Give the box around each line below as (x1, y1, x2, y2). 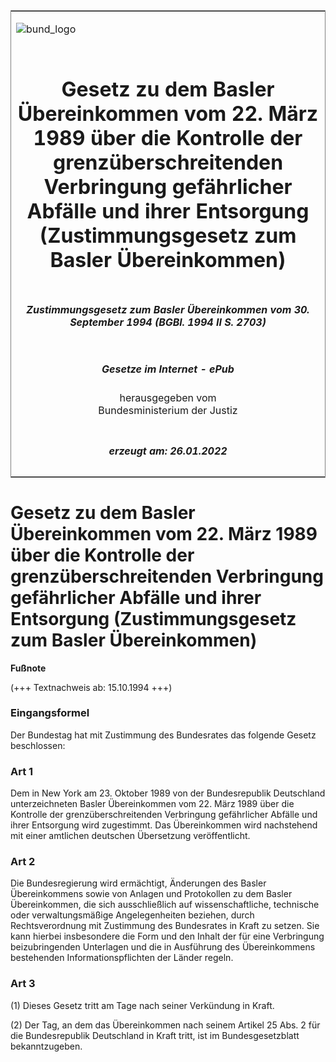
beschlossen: (10, 739, 66, 751)
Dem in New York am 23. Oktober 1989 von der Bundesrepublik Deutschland (10, 787, 326, 799)
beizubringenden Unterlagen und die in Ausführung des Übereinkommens (10, 941, 316, 953)
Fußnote (10, 662, 47, 674)
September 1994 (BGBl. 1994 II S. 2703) (69, 315, 267, 329)
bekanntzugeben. (10, 1040, 83, 1052)
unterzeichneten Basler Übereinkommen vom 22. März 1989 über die (10, 798, 295, 810)
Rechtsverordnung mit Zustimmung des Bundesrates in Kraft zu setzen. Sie (10, 920, 320, 932)
